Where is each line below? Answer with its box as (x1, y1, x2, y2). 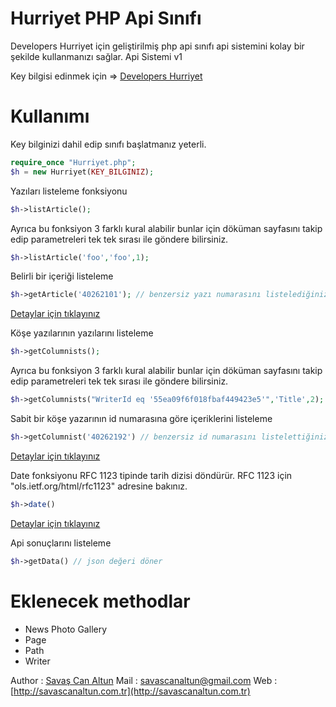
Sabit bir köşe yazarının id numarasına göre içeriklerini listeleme (10, 413, 273, 424)
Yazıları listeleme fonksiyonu (10, 185, 128, 197)
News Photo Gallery (24, 623, 108, 635)
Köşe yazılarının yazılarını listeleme (10, 327, 154, 339)
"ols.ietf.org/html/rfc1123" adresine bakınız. (10, 480, 188, 492)
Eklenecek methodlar (10, 590, 191, 612)
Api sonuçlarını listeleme (10, 537, 112, 549)
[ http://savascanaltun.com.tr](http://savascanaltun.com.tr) (10, 685, 251, 697)
